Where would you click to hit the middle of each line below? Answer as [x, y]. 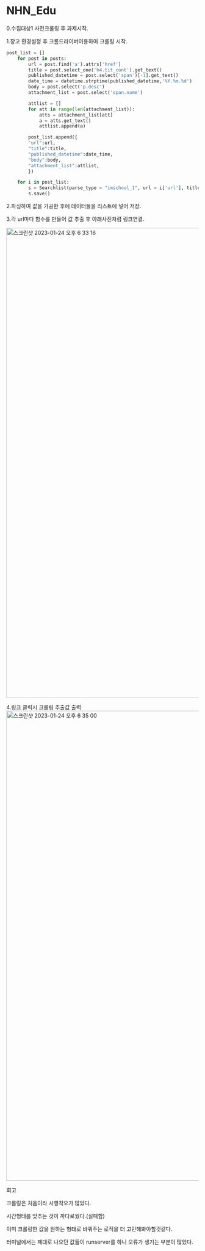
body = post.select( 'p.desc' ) [67, 87]
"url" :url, [42, 143]
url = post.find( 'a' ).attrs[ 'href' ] [75, 64]
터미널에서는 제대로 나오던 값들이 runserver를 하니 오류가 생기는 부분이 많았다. [100, 1242]
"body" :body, [45, 160]
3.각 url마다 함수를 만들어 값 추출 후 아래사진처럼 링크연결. [75, 219]
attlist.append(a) [62, 126]
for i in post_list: [43, 182]
